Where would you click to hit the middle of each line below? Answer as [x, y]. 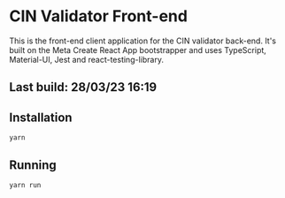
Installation [41, 117]
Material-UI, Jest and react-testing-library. [86, 59]
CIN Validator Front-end [99, 16]
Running [33, 165]
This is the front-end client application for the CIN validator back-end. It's [143, 41]
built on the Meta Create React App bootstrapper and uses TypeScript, [138, 49]
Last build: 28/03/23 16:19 [83, 87]
